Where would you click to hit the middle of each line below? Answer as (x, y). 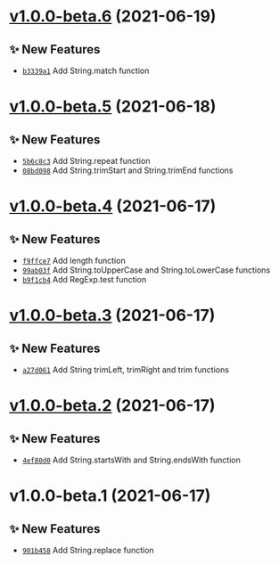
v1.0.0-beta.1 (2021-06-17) (110, 496)
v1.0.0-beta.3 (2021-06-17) (112, 316)
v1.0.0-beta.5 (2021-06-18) (113, 106)
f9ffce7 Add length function (74, 261)
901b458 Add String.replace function (88, 550)
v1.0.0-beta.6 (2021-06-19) (113, 16)
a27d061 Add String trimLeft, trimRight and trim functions (126, 370)
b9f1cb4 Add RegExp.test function (84, 279)
